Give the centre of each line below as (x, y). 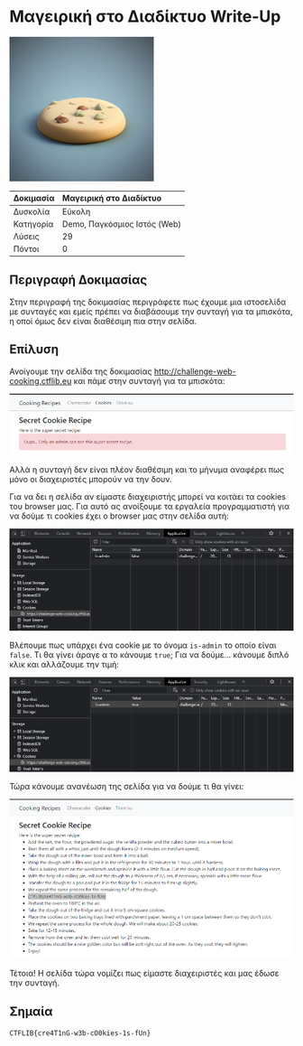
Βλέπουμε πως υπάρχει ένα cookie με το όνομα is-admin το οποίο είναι (143, 645)
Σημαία (31, 1011)
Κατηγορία (33, 224)
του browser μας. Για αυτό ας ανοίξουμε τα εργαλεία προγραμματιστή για (150, 506)
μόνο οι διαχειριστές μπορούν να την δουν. (91, 479)
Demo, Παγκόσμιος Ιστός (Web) (122, 224)
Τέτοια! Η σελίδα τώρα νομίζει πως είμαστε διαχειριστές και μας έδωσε (144, 974)
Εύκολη (76, 211)
